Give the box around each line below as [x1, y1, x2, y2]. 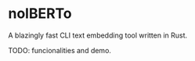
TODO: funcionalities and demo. [8, 45, 112, 55]
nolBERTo [8, 5, 72, 23]
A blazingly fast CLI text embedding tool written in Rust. [8, 30, 188, 40]
